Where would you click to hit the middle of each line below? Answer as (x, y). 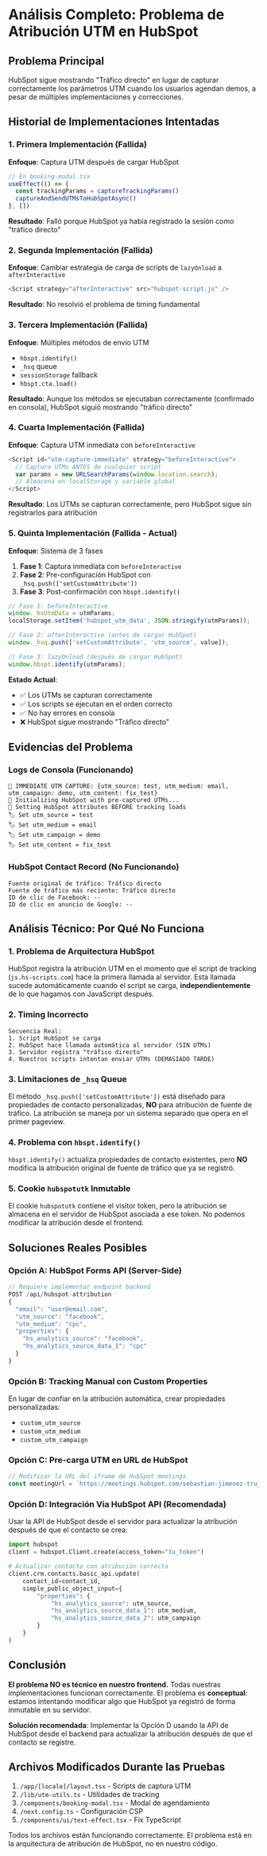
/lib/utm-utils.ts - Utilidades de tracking (89, 1795)
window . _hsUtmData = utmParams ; (62, 613)
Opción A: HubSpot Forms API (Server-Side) (95, 1270)
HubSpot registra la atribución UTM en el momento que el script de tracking (132, 969)
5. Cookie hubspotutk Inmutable (70, 1189)
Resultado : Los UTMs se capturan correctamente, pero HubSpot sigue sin (130, 504)
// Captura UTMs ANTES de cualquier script (88, 467)
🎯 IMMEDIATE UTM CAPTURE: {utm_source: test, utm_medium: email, (118, 786)
